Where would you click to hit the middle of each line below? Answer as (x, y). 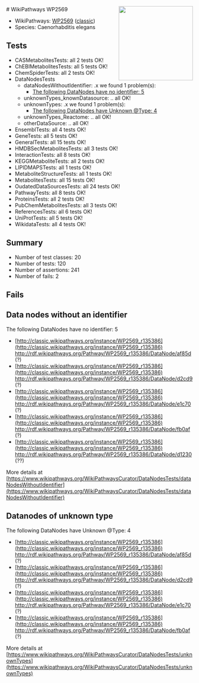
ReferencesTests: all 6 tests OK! (54, 211)
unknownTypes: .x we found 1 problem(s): (74, 104)
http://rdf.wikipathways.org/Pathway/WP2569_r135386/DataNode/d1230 (103, 454)
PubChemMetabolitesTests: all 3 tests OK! (66, 205)
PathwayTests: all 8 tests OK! (50, 192)
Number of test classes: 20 (48, 257)
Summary (25, 243)
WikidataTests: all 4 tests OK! (50, 224)
